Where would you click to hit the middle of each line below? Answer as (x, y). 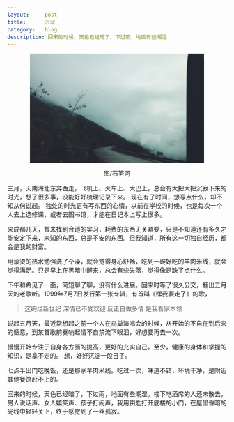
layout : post (32, 15)
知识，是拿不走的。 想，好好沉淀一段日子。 (69, 356)
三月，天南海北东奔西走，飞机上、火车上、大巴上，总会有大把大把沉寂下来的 (117, 188)
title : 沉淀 (31, 22)
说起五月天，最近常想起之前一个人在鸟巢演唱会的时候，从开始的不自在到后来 (117, 324)
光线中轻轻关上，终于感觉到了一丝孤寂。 (65, 412)
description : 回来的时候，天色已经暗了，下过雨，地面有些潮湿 (87, 37)
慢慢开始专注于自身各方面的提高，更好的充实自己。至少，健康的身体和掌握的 (117, 347)
